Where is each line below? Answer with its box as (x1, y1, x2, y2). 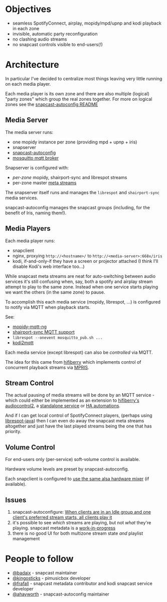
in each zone (12, 25, 40, 31)
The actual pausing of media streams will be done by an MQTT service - (5, 392, 154, 398)
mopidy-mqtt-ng (12, 324, 47, 330)
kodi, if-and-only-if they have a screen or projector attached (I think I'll (12, 258, 158, 264)
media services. (5, 195, 39, 201)
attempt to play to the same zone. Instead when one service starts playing (5, 283, 158, 289)
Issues (5, 496, 27, 504)
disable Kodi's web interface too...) (12, 263, 85, 269)
